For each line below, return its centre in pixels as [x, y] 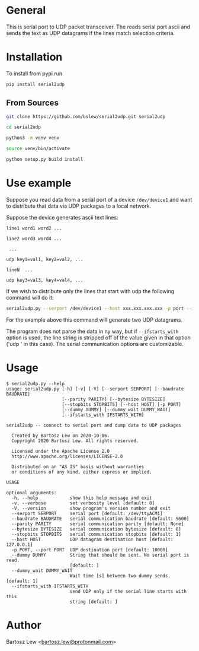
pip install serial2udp [36, 84]
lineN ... [20, 270]
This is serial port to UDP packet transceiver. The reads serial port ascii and [98, 27]
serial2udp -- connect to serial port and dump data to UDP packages [94, 425]
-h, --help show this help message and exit [82, 498]
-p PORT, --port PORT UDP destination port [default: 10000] [90, 550]
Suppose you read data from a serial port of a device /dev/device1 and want [99, 199]
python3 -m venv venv [33, 138]
